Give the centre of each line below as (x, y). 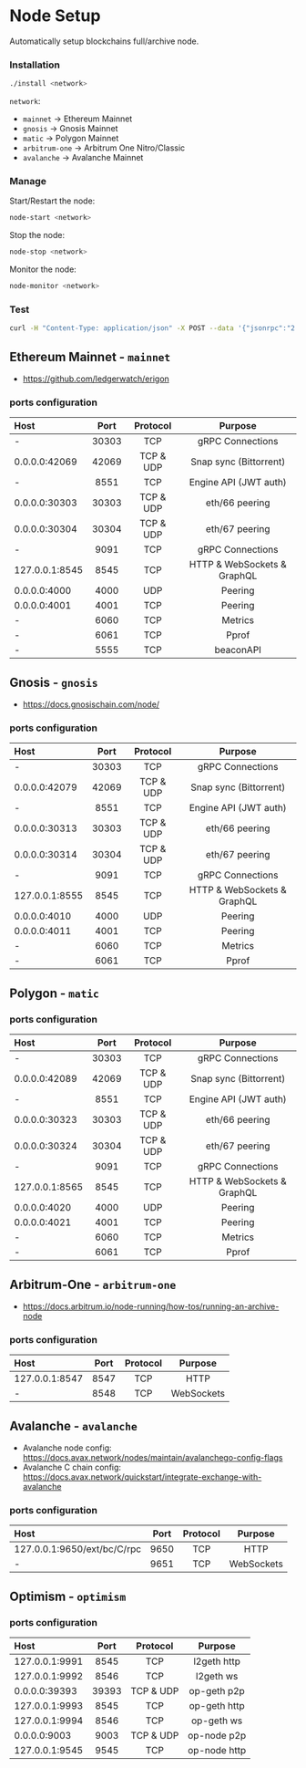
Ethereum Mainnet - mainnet (90, 357)
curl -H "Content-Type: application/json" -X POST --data (122, 328)
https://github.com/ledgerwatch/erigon (96, 379)
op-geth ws (217, 1721)
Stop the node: (37, 235)
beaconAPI (238, 650)
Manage (28, 182)
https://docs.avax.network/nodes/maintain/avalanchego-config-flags (153, 1458)
